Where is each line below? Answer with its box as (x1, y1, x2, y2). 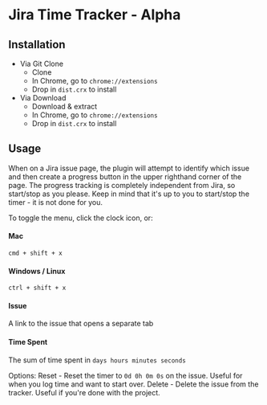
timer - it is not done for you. (8, 197, 103, 207)
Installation (8, 38, 66, 51)
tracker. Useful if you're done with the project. (8, 387, 160, 397)
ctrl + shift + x (8, 284, 67, 292)
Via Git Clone (19, 59, 64, 68)
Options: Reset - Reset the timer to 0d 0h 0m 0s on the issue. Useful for (8, 370, 243, 380)
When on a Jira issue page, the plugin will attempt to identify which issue (8, 163, 250, 173)
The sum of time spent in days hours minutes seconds (8, 355, 186, 365)
